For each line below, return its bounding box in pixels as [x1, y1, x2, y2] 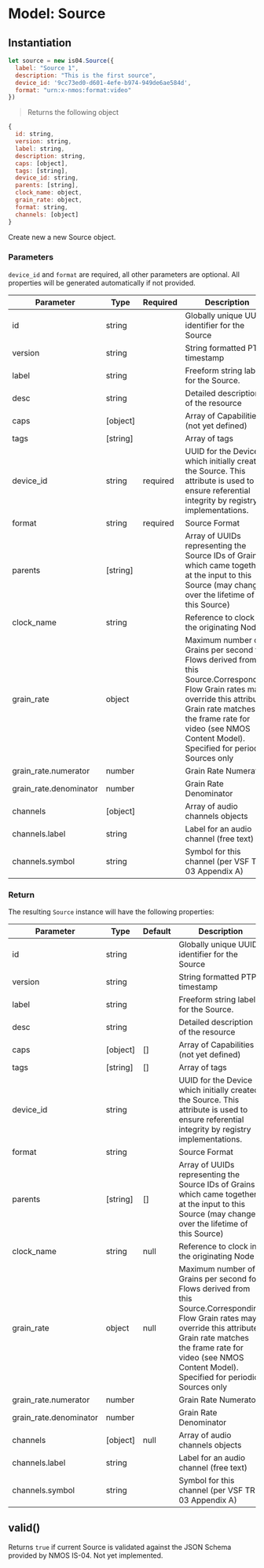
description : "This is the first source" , [15, 72, 156, 79]
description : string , [15, 152, 86, 160]
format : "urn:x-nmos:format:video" [15, 86, 132, 94]
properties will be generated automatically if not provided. [8, 278, 196, 287]
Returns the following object [27, 108, 119, 117]
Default [142, 926, 171, 937]
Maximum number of [178, 1264, 255, 1275]
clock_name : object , [15, 189, 82, 197]
